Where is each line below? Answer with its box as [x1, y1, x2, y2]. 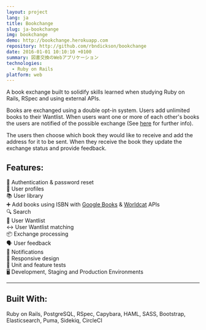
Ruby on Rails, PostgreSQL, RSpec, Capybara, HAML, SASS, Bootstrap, [6, 310, 186, 317]
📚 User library [6, 192, 44, 200]
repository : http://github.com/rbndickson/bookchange [6, 43, 147, 50]
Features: [6, 162, 44, 173]
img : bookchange [6, 32, 48, 38]
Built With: [6, 294, 48, 304]
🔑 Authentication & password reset [6, 179, 94, 186]
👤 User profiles [6, 185, 44, 193]
